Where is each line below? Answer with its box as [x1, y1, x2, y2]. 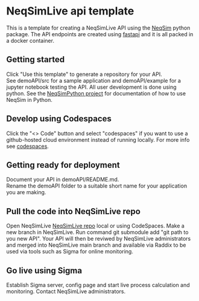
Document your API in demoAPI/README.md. [6, 176, 119, 183]
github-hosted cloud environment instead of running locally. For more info [6, 136, 190, 143]
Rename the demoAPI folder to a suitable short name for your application [6, 182, 188, 189]
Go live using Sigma [6, 265, 83, 276]
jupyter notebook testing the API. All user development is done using [6, 83, 177, 90]
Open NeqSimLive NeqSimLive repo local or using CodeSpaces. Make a [6, 222, 185, 230]
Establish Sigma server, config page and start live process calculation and [6, 282, 190, 288]
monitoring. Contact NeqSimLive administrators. [6, 288, 126, 295]
